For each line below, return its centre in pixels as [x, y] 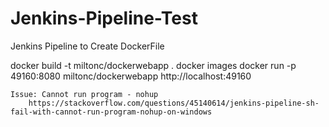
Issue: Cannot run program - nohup [84, 94]
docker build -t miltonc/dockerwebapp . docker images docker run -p [153, 65]
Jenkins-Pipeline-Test [104, 18]
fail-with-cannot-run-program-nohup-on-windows [111, 112]
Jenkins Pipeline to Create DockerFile [87, 46]
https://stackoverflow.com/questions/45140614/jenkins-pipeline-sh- [174, 103]
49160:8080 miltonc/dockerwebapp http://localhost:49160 [131, 76]
